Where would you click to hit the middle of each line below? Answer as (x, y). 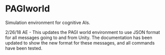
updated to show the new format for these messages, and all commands (80, 42)
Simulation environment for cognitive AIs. (48, 22)
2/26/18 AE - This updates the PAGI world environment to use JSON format (83, 32)
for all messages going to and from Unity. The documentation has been (79, 37)
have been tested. (24, 48)
